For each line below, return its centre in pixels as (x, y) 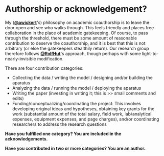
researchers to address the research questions (59, 124)
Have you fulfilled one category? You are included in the (63, 134)
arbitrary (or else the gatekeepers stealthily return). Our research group (77, 48)
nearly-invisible (21, 58)
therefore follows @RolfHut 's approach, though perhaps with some (73, 53)
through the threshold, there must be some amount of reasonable (71, 38)
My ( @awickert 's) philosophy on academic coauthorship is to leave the (77, 22)
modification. (50, 58)
